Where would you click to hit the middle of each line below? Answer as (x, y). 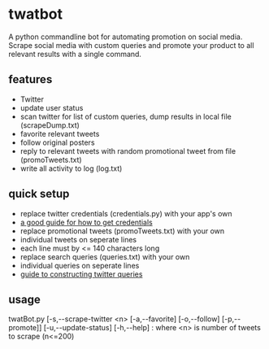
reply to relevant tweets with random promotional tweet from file (128, 151)
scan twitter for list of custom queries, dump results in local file (126, 116)
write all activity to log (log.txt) (71, 168)
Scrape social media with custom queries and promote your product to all (131, 45)
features (30, 79)
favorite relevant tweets (60, 133)
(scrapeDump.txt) (50, 125)
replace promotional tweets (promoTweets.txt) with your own (122, 231)
